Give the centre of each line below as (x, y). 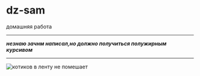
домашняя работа (29, 27)
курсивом (19, 49)
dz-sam (26, 10)
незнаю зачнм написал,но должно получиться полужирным (86, 43)
